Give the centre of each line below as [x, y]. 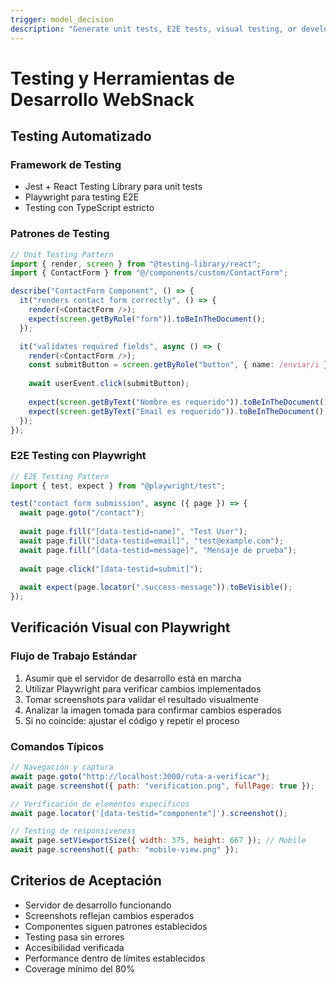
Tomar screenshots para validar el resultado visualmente [141, 699]
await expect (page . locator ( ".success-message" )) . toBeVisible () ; [156, 587]
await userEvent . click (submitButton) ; [109, 384]
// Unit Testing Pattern [62, 254]
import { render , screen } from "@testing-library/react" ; [136, 264]
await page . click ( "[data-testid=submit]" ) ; [111, 569]
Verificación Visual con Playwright [120, 627]
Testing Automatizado [81, 136]
